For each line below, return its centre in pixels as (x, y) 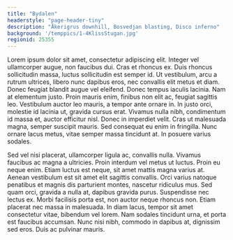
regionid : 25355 (31, 40)
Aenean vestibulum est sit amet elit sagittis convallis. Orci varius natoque (112, 177)
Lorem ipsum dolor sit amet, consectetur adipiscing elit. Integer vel (103, 59)
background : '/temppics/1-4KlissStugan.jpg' (73, 33)
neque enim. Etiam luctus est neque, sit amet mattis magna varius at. (106, 170)
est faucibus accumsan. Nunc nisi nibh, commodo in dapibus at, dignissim (114, 222)
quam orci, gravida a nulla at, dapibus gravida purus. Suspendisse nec (108, 192)
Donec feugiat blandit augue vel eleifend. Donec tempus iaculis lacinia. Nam (116, 90)
